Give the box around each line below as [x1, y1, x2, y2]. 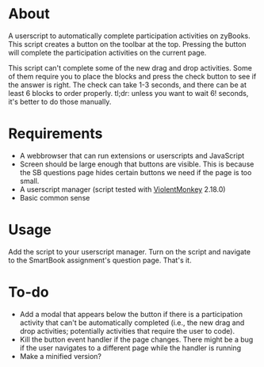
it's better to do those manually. [8, 97, 112, 106]
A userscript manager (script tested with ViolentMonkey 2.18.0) [19, 184, 226, 194]
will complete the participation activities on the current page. [8, 48, 207, 57]
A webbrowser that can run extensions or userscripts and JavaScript [19, 151, 245, 160]
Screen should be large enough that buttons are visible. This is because [19, 159, 254, 169]
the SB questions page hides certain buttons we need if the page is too [19, 167, 252, 177]
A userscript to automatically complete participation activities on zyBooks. [8, 31, 251, 40]
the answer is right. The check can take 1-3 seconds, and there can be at [8, 80, 247, 90]
